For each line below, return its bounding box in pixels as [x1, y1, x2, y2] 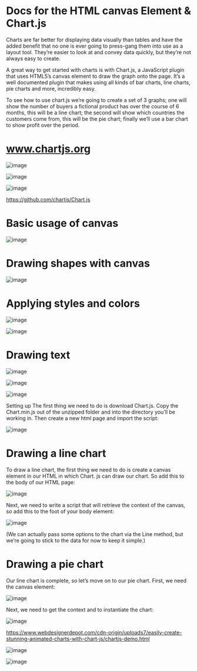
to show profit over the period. [6, 121, 80, 128]
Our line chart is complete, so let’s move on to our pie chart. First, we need [6, 577, 187, 584]
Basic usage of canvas [6, 217, 119, 230]
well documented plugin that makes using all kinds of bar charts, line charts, [6, 78, 191, 86]
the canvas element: [6, 583, 56, 590]
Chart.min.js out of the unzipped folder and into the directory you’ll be [6, 408, 175, 415]
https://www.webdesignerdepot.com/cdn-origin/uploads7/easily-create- [6, 629, 182, 636]
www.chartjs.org [6, 143, 91, 156]
